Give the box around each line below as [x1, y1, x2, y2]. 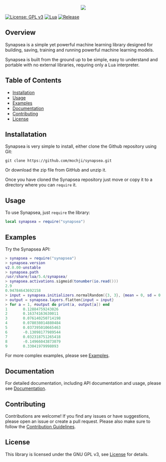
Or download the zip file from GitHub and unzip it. [5, 167, 107, 173]
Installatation [5, 130, 47, 139]
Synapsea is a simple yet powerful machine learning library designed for [5, 41, 153, 47]
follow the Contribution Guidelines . [5, 424, 76, 430]
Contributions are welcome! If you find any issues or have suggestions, [5, 413, 150, 419]
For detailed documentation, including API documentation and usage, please [5, 380, 162, 386]
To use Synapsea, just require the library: [5, 209, 90, 216]
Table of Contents [5, 76, 62, 85]
